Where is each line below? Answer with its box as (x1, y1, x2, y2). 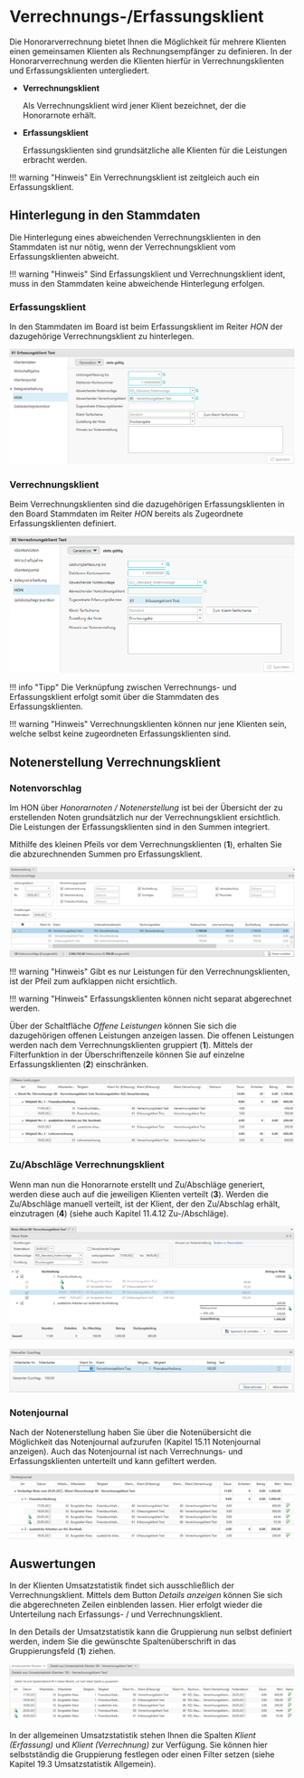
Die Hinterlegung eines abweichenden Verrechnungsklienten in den (9, 232, 261, 242)
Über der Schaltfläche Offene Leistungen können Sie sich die (9, 1020, 237, 1031)
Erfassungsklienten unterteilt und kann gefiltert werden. (9, 1456, 217, 1467)
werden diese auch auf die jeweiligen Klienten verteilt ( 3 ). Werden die (9, 1188, 269, 1199)
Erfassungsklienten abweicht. (9, 251, 119, 261)
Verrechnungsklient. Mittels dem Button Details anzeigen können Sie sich (9, 1590, 283, 1601)
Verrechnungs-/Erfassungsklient (9, 6, 264, 27)
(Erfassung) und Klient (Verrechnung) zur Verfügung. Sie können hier (9, 1739, 269, 1750)
